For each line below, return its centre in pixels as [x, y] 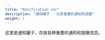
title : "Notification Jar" [32, 9]
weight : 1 [15, 18]
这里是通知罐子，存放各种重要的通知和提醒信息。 [54, 33]
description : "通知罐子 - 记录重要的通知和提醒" [50, 14]
